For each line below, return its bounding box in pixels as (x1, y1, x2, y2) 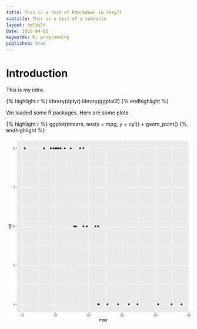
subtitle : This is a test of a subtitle (6, 15, 107, 22)
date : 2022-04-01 (6, 28, 49, 34)
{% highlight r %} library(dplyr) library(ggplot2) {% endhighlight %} (6, 97, 169, 104)
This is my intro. (6, 86, 45, 93)
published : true (6, 41, 46, 47)
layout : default (6, 22, 46, 28)
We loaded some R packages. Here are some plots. (6, 109, 131, 116)
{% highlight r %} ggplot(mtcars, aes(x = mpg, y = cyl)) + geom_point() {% (6, 120, 187, 127)
